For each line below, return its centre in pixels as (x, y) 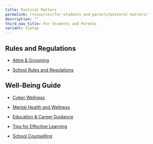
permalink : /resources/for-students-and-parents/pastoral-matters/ (77, 14)
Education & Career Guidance (43, 117)
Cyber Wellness (29, 97)
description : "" (22, 19)
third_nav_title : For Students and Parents (51, 24)
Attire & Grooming (31, 60)
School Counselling (32, 136)
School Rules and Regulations (43, 70)
